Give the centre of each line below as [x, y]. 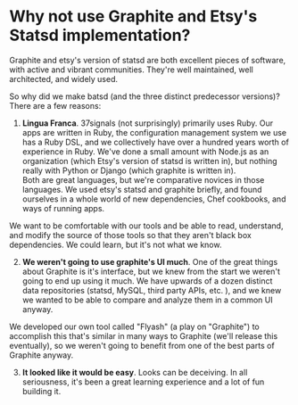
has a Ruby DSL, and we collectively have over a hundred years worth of [156, 142]
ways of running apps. [63, 208]
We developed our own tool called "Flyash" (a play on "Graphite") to [135, 326]
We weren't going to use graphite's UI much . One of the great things [150, 261]
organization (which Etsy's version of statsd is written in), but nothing [150, 161]
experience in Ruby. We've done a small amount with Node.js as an [145, 151]
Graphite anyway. [41, 355]
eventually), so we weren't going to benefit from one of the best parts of [142, 345]
